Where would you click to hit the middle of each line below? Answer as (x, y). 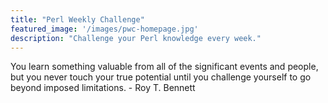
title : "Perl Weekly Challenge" (77, 19)
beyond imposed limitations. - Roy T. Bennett (103, 88)
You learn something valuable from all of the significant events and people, (164, 67)
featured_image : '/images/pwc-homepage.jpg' (104, 29)
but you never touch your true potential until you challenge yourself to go (161, 77)
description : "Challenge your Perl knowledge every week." (136, 38)
